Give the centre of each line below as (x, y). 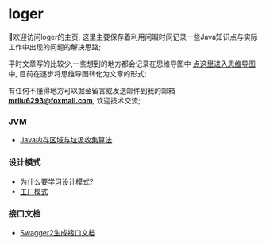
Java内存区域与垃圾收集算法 (66, 140)
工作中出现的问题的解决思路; (55, 47)
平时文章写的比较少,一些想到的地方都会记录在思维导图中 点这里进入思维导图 (132, 64)
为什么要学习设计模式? (56, 181)
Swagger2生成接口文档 (58, 232)
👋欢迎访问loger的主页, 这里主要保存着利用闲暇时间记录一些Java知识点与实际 (133, 37)
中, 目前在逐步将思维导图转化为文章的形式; (77, 73)
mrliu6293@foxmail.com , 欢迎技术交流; (74, 100)
